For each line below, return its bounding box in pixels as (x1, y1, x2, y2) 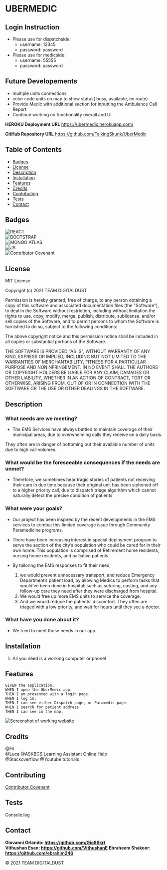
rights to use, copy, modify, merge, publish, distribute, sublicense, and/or (5, 313, 156, 319)
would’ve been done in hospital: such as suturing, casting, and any (19, 582, 157, 588)
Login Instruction (5, 23, 60, 31)
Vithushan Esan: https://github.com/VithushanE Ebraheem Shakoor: (5, 845, 151, 851)
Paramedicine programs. (12, 527, 63, 533)
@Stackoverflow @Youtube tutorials (5, 756, 80, 762)
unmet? (5, 465, 24, 472)
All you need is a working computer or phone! (12, 655, 106, 661)
